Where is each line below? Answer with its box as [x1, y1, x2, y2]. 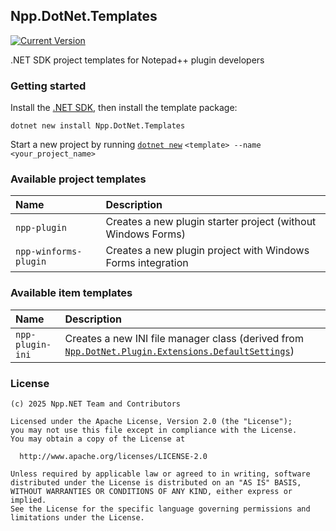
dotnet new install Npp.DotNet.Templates [10, 121, 186, 131]
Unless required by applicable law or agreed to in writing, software [10, 469, 311, 479]
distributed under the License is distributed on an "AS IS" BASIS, [10, 478, 302, 488]
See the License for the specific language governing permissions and [10, 504, 311, 514]
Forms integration [105, 256, 189, 270]
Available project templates [10, 172, 147, 186]
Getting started [10, 79, 87, 93]
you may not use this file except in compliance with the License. [10, 425, 298, 435]
